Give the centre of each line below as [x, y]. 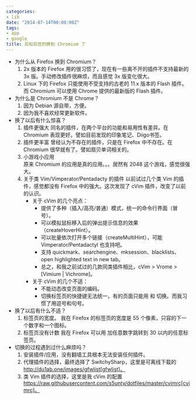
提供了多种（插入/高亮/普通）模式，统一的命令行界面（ [107, 208]
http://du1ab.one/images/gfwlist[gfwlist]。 [74, 369]
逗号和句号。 [72, 303]
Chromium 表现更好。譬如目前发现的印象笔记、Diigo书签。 [94, 135]
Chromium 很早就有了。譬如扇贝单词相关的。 [78, 149]
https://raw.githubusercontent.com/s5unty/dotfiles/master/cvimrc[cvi [106, 383]
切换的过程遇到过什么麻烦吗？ [50, 347]
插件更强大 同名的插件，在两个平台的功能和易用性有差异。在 [96, 127]
